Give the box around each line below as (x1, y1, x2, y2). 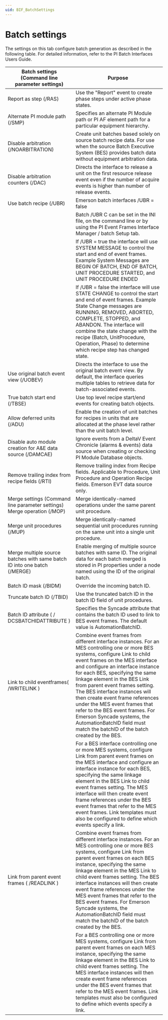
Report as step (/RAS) (7, 95, 59, 102)
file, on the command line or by (75, 217, 148, 224)
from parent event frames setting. (75, 682, 154, 689)
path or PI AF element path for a (75, 116, 150, 123)
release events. (75, 188, 111, 195)
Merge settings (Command (7, 495, 71, 502)
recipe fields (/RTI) (7, 478, 52, 485)
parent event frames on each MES (75, 944, 156, 951)
